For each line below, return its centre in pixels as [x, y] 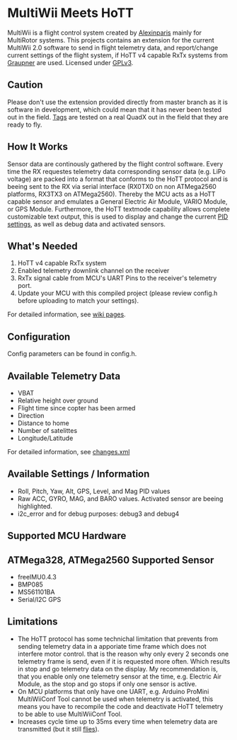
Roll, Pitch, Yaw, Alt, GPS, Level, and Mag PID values [94, 491]
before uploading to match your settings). [78, 301]
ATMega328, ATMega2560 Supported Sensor [111, 560]
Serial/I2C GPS [39, 600]
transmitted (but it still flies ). [58, 729]
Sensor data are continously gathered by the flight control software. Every [115, 163]
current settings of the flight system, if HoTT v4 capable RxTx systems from [118, 55]
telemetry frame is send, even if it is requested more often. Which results [124, 661]
